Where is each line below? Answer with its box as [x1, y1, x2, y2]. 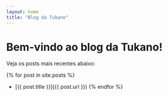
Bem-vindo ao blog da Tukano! [6, 40, 163, 54]
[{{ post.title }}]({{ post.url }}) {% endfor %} [14, 83, 123, 91]
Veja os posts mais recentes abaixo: [6, 60, 96, 67]
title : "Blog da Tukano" [6, 14, 69, 20]
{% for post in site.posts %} [6, 71, 75, 79]
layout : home [6, 8, 39, 15]
